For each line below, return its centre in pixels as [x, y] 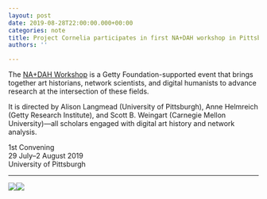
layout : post [30, 15]
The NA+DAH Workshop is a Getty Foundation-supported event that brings [131, 75]
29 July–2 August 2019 [46, 156]
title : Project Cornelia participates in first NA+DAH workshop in [122, 38]
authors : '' [28, 45]
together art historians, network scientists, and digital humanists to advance [132, 83]
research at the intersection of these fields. [79, 91]
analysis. [23, 132]
